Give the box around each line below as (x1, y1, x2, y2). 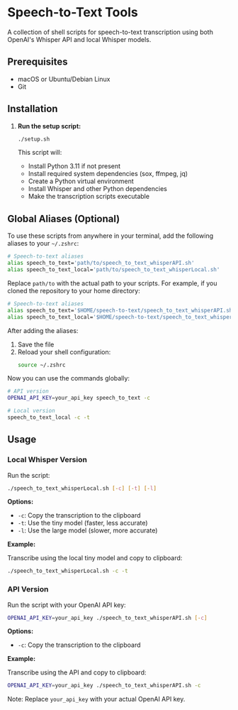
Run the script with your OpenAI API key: (7, 601, 126, 609)
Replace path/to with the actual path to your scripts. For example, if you (7, 278, 217, 288)
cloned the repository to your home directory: (7, 286, 140, 295)
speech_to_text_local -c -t (7, 414, 91, 421)
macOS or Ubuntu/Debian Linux (17, 75, 110, 83)
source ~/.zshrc (17, 361, 66, 368)
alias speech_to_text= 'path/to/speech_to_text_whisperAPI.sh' (7, 260, 195, 267)
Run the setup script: (17, 121, 81, 130)
